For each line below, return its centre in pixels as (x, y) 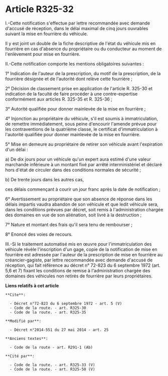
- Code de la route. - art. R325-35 (48, 312)
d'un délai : (17, 149)
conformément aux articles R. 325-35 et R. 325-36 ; (59, 99)
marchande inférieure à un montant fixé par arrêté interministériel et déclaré (83, 164)
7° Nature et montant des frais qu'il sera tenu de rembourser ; (69, 224)
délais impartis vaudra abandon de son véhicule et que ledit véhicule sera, (82, 204)
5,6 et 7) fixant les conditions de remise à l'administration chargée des (78, 270)
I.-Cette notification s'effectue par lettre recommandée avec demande (78, 23)
